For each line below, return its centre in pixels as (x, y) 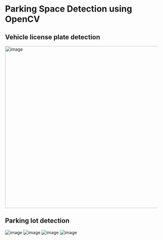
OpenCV (23, 19)
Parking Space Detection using (69, 9)
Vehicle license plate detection (53, 37)
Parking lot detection (37, 221)
